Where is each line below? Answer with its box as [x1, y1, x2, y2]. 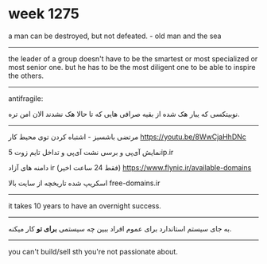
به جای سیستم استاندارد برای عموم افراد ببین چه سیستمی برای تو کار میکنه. [8, 223, 232, 233]
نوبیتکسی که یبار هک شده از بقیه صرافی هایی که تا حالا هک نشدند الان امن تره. [8, 109, 240, 118]
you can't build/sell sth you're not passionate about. [8, 247, 179, 256]
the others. [8, 71, 44, 80]
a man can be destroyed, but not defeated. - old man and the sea [8, 31, 222, 41]
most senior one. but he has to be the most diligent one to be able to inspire [8, 62, 256, 72]
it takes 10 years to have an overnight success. [8, 200, 161, 211]
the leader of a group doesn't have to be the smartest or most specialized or [8, 53, 258, 64]
